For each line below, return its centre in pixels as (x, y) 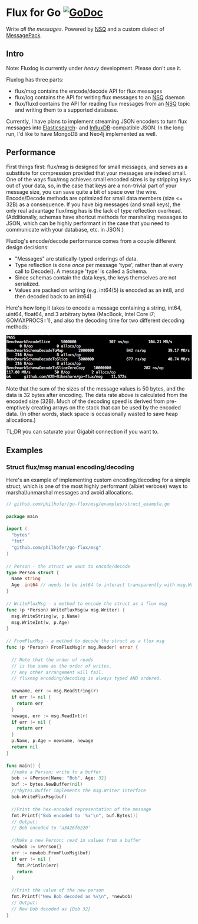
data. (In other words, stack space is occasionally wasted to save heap (92, 414)
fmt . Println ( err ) (38, 866)
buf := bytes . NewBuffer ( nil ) (47, 785)
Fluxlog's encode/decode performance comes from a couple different (91, 241)
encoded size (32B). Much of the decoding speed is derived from (85, 401)
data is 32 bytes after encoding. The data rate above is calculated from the (97, 395)
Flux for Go (34, 13)
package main (22, 516)
